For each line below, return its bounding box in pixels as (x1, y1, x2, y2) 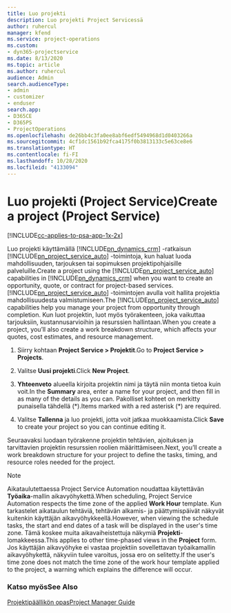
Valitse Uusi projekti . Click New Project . (17, 366, 130, 374)
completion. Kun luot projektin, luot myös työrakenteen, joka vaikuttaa (7, 310, 205, 319)
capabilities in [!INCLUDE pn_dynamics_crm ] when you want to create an (7, 274, 213, 282)
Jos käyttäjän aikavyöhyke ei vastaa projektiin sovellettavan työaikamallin (7, 543, 216, 552)
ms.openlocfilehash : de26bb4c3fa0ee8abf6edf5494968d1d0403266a (7, 132, 193, 139)
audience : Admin (7, 74, 54, 81)
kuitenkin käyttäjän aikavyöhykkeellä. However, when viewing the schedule (7, 514, 219, 522)
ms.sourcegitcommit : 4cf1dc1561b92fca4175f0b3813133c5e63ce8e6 (7, 139, 193, 145)
